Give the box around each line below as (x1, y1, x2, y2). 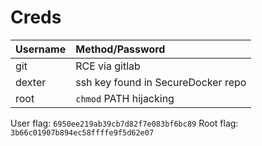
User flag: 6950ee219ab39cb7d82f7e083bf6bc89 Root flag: (10, 117, 239, 129)
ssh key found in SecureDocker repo (75, 75, 247, 89)
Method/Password (75, 42, 166, 56)
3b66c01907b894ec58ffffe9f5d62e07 (10, 127, 155, 138)
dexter (15, 75, 47, 89)
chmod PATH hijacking (75, 91, 175, 105)
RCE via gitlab (75, 59, 141, 73)
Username (15, 42, 67, 56)
